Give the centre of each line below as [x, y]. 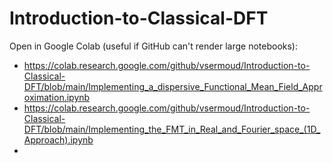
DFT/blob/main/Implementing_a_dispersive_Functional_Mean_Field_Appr [173, 86]
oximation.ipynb [57, 97]
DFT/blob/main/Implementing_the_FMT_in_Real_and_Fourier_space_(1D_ [172, 129]
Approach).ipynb [58, 139]
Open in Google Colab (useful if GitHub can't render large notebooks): [154, 46]
